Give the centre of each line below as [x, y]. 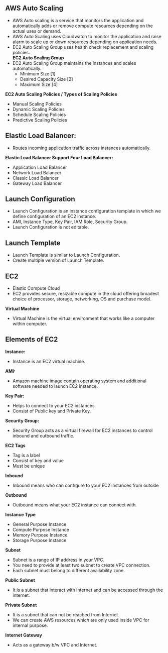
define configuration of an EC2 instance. [54, 216]
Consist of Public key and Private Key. [52, 411]
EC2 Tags [16, 445]
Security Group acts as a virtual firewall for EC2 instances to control [82, 430]
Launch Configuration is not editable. [51, 227]
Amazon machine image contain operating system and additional [79, 381]
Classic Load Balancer [36, 178]
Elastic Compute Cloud [36, 288]
